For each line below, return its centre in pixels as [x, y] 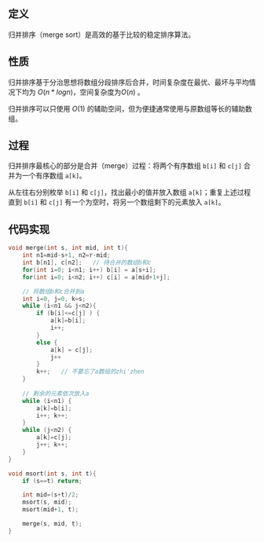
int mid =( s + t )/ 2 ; [51, 495]
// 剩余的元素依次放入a [56, 394]
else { [47, 342]
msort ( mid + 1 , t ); [51, 510]
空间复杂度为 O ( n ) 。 [112, 92]
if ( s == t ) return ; [52, 481]
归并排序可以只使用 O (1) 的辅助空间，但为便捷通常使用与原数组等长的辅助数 [130, 108]
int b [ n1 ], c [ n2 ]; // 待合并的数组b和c [87, 262]
